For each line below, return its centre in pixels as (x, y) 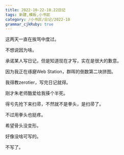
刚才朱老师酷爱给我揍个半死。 (36, 93)
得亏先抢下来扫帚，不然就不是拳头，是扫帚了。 (54, 104)
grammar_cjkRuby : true (29, 24)
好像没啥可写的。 (23, 136)
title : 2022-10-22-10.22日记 (35, 10)
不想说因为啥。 (21, 50)
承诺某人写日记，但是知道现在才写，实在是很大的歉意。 (63, 61)
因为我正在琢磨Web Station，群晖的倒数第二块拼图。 (60, 72)
